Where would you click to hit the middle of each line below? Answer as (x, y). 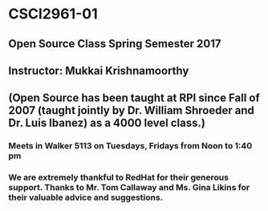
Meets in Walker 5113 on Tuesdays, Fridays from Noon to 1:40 (130, 146)
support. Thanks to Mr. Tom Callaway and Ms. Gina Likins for (129, 188)
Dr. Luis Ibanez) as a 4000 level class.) (107, 123)
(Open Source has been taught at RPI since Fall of (134, 98)
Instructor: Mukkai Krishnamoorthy (99, 70)
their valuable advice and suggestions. (86, 197)
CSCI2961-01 (53, 14)
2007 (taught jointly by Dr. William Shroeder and (132, 110)
